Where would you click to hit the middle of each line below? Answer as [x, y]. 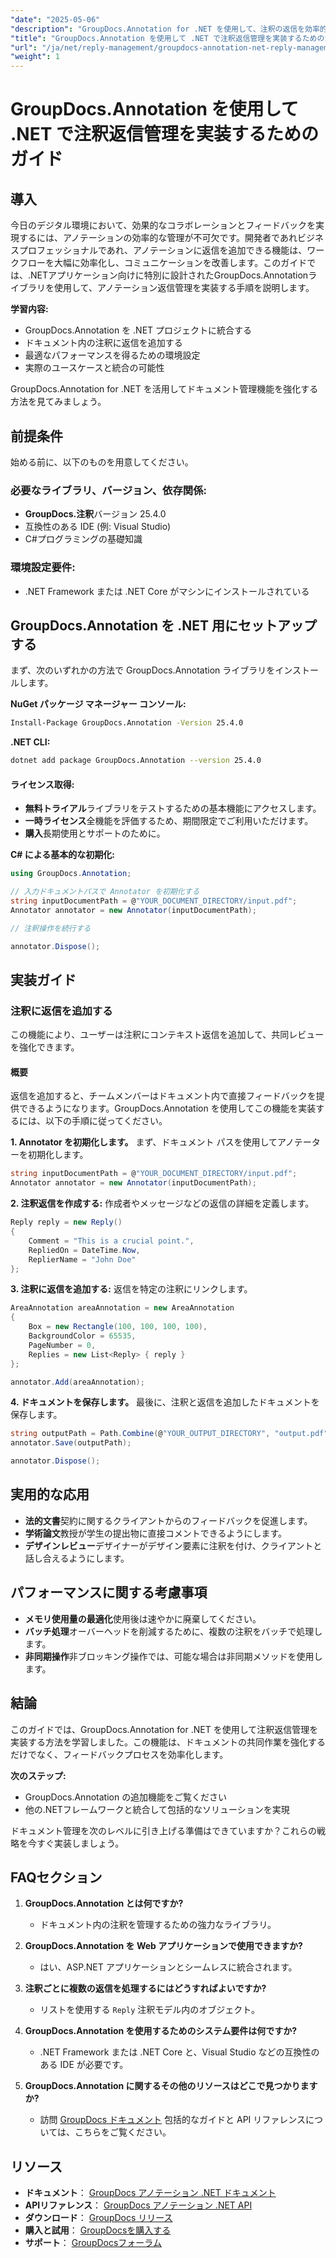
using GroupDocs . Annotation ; [71, 874]
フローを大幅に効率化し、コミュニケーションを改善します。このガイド [163, 263]
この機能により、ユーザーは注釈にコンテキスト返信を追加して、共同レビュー [167, 1035]
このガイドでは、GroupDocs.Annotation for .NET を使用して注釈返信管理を [164, 1729]
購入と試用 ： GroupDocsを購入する [98, 2230]
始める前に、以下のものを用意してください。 [102, 462]
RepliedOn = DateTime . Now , [84, 1250]
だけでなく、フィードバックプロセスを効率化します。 [119, 1754]
